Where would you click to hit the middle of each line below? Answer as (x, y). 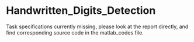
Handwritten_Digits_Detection (81, 11)
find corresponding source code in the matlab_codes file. (75, 32)
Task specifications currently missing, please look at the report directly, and (97, 26)
